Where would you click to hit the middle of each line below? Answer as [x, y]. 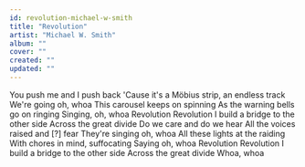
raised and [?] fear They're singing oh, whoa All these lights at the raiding [147, 133]
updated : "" [32, 69]
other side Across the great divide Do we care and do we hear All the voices [152, 123]
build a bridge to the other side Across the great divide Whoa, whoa [137, 152]
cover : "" [28, 52]
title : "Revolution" [49, 26]
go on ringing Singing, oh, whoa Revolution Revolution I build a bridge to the [152, 114]
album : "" [28, 43]
